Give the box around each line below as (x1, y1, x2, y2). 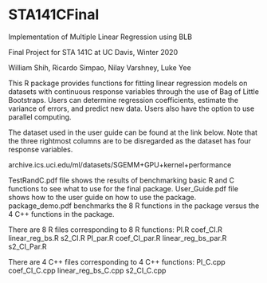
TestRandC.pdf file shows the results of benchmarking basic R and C (8, 175, 235, 185)
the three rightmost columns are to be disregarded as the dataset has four (8, 136, 251, 145)
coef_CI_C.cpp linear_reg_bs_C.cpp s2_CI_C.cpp (8, 265, 167, 275)
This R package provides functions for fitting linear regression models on (8, 78, 248, 88)
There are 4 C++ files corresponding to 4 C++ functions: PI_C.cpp (8, 257, 226, 266)
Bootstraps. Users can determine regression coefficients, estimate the (8, 95, 239, 104)
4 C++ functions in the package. (8, 209, 115, 218)
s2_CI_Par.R (8, 242, 47, 251)
